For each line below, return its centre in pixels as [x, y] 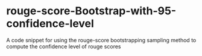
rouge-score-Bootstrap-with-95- [91, 11]
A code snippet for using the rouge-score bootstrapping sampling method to [101, 40]
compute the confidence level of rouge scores [64, 46]
